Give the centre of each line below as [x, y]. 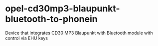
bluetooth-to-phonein [52, 19]
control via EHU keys [27, 38]
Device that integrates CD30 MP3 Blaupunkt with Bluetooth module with [79, 33]
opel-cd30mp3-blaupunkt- [63, 9]
